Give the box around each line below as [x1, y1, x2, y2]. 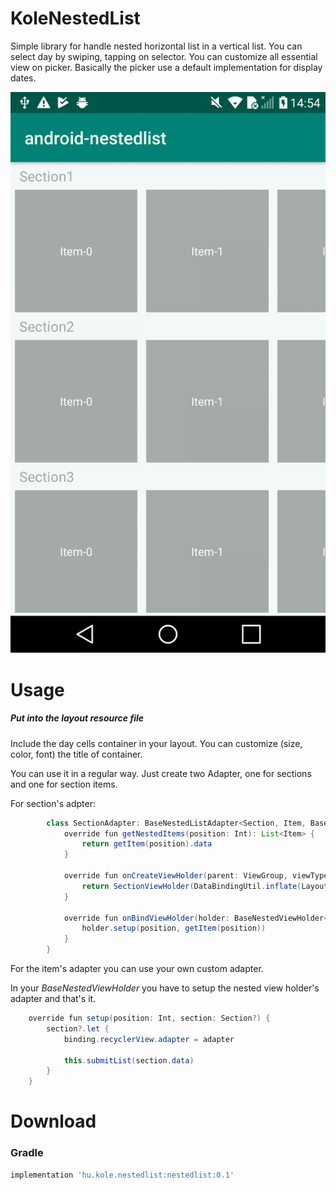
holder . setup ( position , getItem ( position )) [81, 923, 267, 934]
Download [10, 1110, 97, 1133]
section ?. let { [46, 1023, 110, 1034]
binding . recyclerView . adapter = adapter [63, 1034, 235, 1044]
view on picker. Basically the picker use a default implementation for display [10, 61, 323, 73]
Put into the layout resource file [10, 712, 145, 724]
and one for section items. [10, 778, 118, 790]
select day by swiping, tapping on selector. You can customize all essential [10, 50, 318, 62]
